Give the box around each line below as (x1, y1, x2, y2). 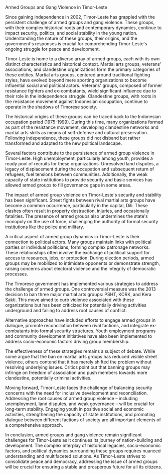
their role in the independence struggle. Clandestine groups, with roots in (5, 93, 156, 99)
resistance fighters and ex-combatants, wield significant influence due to (5, 88, 156, 93)
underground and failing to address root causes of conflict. (5, 308, 127, 313)
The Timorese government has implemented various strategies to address (5, 281, 158, 287)
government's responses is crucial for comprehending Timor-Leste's (5, 41, 147, 47)
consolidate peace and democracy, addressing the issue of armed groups (5, 458, 158, 464)
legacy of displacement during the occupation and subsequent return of (5, 166, 154, 172)
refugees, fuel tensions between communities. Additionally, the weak (5, 171, 148, 177)
